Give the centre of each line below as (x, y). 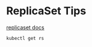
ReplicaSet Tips (46, 11)
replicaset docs (25, 27)
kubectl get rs (25, 38)
